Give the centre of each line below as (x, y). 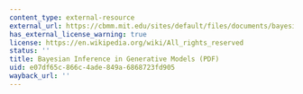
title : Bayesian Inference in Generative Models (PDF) (115, 59)
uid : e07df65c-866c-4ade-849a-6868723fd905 (92, 68)
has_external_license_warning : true (78, 34)
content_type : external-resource (72, 17)
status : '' (30, 51)
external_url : (36, 26)
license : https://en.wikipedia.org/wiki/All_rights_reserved (127, 43)
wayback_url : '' (40, 76)
